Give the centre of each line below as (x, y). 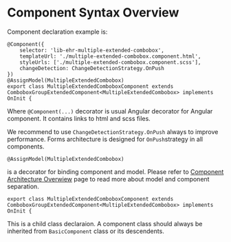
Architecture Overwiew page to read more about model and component (108, 179)
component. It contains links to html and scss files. (79, 118)
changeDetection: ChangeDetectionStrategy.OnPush (92, 68)
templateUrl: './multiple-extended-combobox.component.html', (110, 56)
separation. (23, 186)
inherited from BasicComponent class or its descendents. (86, 231)
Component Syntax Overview (93, 13)
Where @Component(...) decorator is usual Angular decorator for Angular (110, 111)
